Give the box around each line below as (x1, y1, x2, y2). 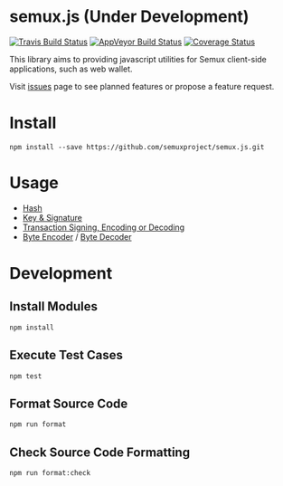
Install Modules (9, 299, 98, 314)
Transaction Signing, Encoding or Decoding (22, 222, 185, 233)
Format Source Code (9, 396, 128, 412)
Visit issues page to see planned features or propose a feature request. (9, 81, 275, 91)
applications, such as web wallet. (9, 63, 133, 74)
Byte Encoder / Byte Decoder (22, 231, 133, 242)
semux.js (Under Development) (9, 6, 250, 27)
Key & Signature (22, 212, 83, 223)
